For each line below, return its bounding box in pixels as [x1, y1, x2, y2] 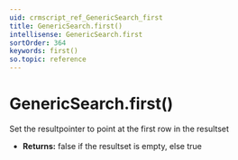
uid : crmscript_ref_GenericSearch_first [9, 13, 164, 22]
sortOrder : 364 [9, 38, 67, 48]
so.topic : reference [9, 55, 87, 64]
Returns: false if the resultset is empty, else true [22, 140, 203, 151]
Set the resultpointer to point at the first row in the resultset [9, 123, 230, 134]
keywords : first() [9, 47, 78, 56]
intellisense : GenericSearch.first [9, 30, 143, 39]
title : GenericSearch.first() [9, 22, 124, 31]
